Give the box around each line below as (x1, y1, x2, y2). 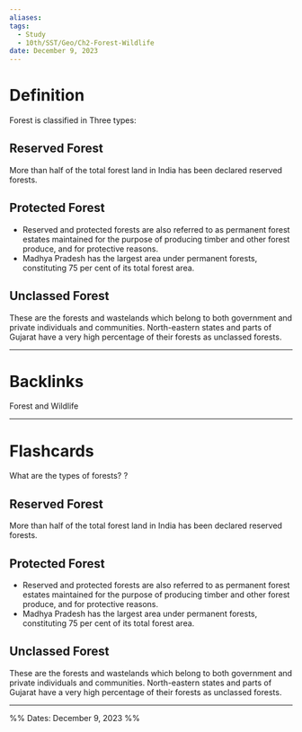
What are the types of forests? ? (9, 471, 129, 481)
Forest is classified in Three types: (9, 115, 137, 126)
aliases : (9, 13, 42, 22)
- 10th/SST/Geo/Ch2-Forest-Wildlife (17, 38, 155, 48)
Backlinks (9, 371, 84, 392)
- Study (17, 30, 47, 39)
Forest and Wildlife (9, 401, 79, 411)
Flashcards (9, 441, 94, 461)
